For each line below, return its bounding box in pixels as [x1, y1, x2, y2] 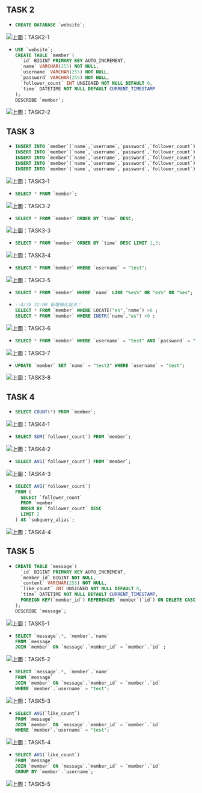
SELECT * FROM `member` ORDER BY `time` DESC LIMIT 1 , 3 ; [14, 240, 161, 246]
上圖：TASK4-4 [12, 528, 51, 535]
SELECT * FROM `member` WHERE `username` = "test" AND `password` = [14, 338, 191, 344]
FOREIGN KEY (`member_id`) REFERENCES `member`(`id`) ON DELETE [20, 597, 182, 603]
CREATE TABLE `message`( [14, 563, 78, 569]
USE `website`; [14, 46, 54, 53]
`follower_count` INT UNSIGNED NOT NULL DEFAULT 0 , [20, 80, 153, 86]
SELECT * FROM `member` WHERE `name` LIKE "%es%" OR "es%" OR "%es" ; [14, 290, 194, 296]
